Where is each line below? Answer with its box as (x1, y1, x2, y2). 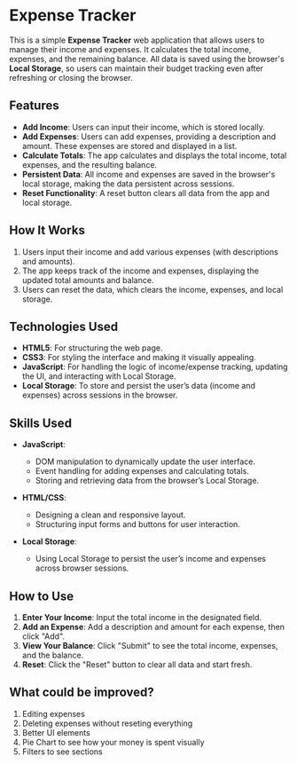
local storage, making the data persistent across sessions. (21, 178, 235, 189)
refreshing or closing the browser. (9, 72, 133, 83)
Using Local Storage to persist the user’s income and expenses (35, 554, 267, 564)
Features (9, 98, 59, 114)
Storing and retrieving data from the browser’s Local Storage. (35, 476, 260, 486)
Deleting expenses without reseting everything (21, 718, 193, 729)
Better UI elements (21, 727, 90, 737)
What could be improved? (9, 685, 154, 700)
